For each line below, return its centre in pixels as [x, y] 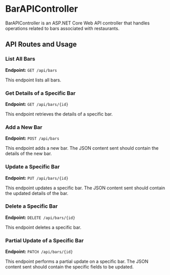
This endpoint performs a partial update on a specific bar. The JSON [77, 262]
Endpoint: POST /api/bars [32, 139]
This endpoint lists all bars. [33, 80]
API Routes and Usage [41, 45]
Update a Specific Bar [32, 167]
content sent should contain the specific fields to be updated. [70, 267]
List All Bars [20, 59]
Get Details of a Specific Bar [41, 93]
